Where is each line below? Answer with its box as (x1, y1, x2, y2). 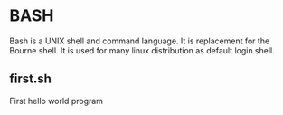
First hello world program (9, 95, 104, 106)
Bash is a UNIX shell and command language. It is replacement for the (9, 35, 270, 46)
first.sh (9, 72, 52, 87)
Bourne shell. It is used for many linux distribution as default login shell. (9, 44, 276, 55)
